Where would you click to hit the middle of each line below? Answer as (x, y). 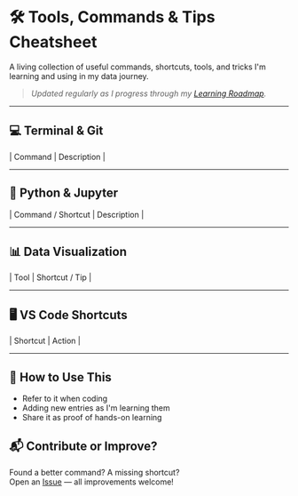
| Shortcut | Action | (45, 341)
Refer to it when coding (65, 398)
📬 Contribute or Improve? (83, 447)
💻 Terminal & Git (56, 131)
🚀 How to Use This (61, 377)
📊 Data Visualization (68, 251)
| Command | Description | (58, 156)
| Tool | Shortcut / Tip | (51, 277)
